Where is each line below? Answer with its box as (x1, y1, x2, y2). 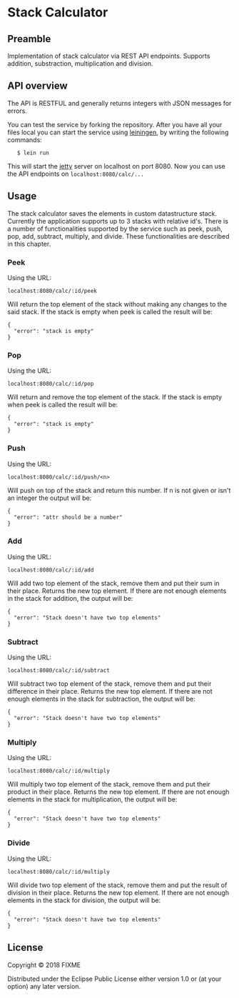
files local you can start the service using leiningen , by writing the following (7, 128, 229, 136)
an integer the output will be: (7, 494, 92, 502)
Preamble (7, 33, 51, 45)
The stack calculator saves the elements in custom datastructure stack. (7, 209, 218, 218)
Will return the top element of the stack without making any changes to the (7, 299, 227, 308)
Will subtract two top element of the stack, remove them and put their (7, 679, 212, 688)
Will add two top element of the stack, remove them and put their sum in (7, 579, 220, 587)
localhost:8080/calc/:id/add (7, 566, 94, 574)
